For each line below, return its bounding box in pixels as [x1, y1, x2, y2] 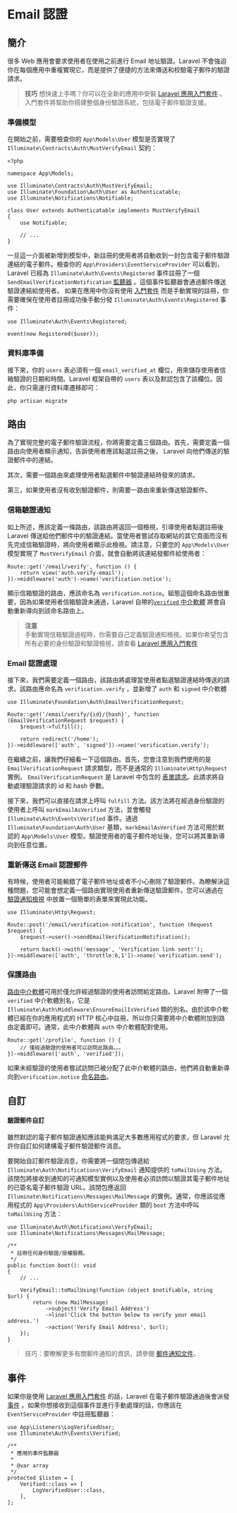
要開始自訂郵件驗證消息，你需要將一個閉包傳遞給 [7, 1157, 150, 1165]
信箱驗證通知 [7, 505, 51, 515]
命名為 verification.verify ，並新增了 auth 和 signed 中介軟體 [44, 685, 227, 693]
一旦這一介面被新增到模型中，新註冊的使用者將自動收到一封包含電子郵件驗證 [7, 251, 230, 260]
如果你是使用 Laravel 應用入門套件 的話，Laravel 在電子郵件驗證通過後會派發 [7, 1392, 230, 1400]
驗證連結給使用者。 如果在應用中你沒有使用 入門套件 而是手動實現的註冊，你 [7, 286, 229, 295]
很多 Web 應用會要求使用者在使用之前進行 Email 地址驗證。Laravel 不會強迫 [7, 57, 227, 65]
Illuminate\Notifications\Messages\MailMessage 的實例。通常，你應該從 [7, 1192, 220, 1201]
